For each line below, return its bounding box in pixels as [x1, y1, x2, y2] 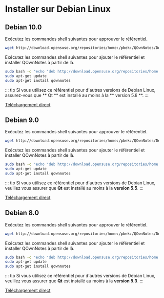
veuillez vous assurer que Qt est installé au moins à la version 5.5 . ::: [5, 185, 144, 191]
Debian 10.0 [5, 23, 42, 31]
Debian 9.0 [5, 116, 39, 124]
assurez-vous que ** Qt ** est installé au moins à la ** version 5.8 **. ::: [5, 92, 149, 98]
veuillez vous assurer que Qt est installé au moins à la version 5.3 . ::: [5, 278, 144, 284]
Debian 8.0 [5, 209, 39, 217]
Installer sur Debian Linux [5, 3, 111, 15]
